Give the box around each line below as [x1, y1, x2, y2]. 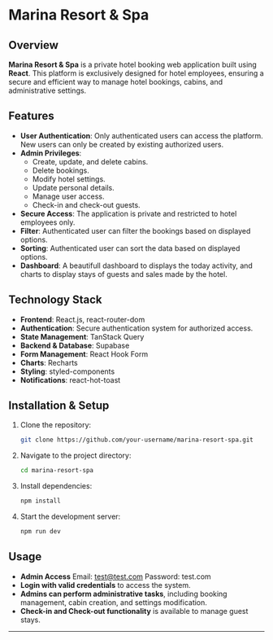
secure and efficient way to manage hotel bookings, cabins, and [8, 77, 223, 86]
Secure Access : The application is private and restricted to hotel [19, 208, 237, 218]
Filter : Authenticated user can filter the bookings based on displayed [19, 226, 251, 235]
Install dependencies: [19, 481, 93, 491]
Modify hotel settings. [32, 173, 106, 184]
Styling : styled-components [19, 366, 115, 376]
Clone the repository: [19, 420, 92, 430]
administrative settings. [8, 85, 87, 95]
